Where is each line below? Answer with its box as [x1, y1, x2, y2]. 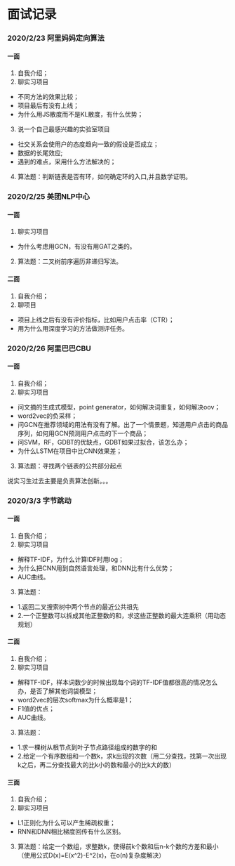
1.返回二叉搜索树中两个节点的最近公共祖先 [17, 602, 139, 611]
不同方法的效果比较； [17, 93, 79, 101]
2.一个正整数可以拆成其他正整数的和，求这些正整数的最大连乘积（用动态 [17, 611, 227, 619]
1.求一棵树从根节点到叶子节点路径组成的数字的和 [17, 743, 158, 752]
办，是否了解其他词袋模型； [17, 687, 98, 695]
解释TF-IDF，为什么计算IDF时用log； [17, 555, 125, 563]
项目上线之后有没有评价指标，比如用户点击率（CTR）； [17, 315, 175, 324]
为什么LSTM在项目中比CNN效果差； [17, 447, 123, 455]
